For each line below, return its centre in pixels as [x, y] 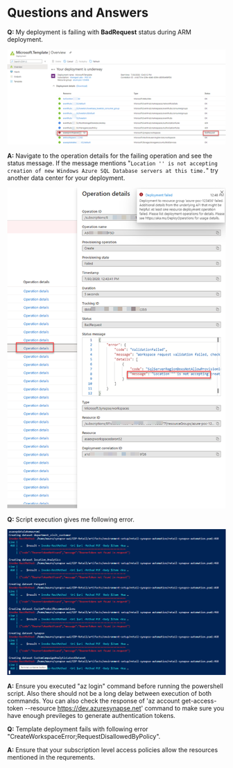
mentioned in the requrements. [51, 758]
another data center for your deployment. [66, 178]
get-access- [199, 701]
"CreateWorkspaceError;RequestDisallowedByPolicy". [84, 737]
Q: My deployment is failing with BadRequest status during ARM [100, 32]
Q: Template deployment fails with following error [78, 729]
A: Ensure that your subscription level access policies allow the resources [113, 750]
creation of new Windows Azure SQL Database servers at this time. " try [113, 171]
